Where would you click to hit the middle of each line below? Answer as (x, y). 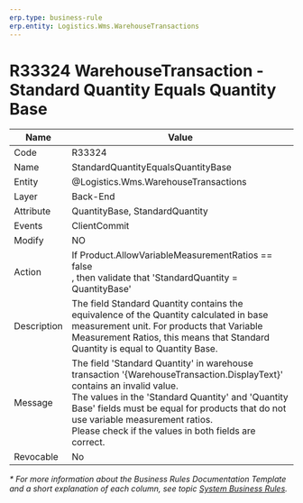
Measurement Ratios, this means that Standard (171, 337)
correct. (88, 443)
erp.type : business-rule (56, 18)
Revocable (36, 457)
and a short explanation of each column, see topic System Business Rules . (149, 489)
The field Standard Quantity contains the (157, 304)
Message (33, 403)
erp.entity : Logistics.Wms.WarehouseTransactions (105, 26)
